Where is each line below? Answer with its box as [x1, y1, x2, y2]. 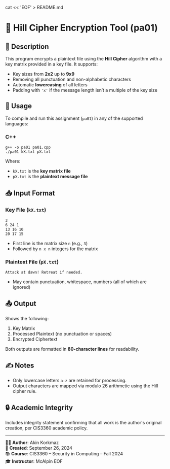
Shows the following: [5, 315, 49, 321]
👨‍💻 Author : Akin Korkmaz [5, 439, 59, 446]
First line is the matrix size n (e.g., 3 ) [12, 240, 88, 246]
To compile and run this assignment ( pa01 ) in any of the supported [5, 115, 143, 121]
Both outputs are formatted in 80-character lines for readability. [5, 346, 140, 352]
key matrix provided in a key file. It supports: [5, 61, 98, 67]
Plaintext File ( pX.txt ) [5, 258, 59, 265]
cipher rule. [12, 388, 37, 394]
